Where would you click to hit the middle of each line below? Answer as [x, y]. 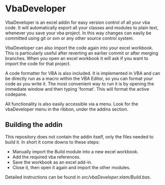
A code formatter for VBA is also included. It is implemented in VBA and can [83, 73]
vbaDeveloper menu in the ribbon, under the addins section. [67, 109]
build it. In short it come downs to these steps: [52, 142]
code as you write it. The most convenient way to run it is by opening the [80, 84]
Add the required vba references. [46, 157]
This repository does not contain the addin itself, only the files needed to [80, 136]
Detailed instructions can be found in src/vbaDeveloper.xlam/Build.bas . [78, 177]
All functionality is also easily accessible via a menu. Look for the [72, 104]
